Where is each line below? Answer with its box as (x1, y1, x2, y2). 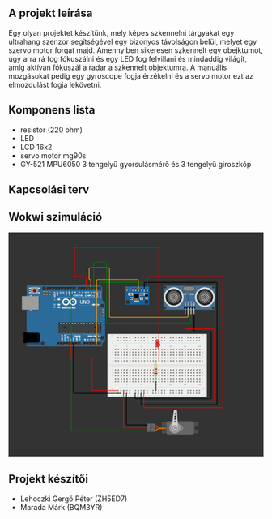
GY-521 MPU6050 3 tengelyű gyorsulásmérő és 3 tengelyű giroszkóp (19, 159, 252, 169)
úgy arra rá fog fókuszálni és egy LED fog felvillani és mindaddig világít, (8, 54, 247, 63)
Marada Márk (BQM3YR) (19, 502, 103, 512)
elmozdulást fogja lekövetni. (8, 79, 102, 89)
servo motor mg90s (19, 150, 87, 161)
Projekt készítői (8, 472, 89, 486)
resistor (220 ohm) (19, 125, 83, 135)
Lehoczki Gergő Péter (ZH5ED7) (19, 494, 128, 504)
